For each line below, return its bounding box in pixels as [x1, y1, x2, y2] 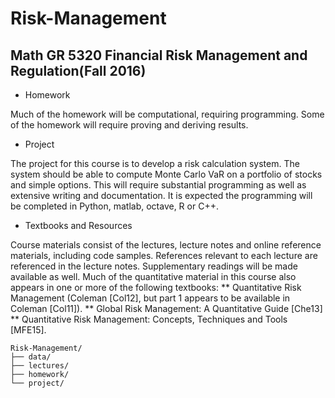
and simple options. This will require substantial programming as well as [10, 179, 307, 191]
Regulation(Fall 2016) [10, 62, 147, 79]
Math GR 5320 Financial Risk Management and [10, 47, 308, 64]
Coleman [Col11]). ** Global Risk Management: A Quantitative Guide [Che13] [10, 303, 323, 314]
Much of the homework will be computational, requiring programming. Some [10, 108, 325, 120]
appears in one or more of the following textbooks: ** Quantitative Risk [10, 282, 302, 293]
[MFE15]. [10, 324, 47, 336]
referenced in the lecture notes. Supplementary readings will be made [10, 260, 298, 272]
